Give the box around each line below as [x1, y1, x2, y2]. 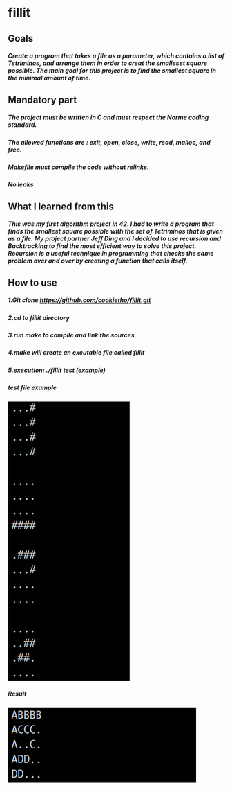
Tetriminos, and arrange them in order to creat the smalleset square [8, 59, 208, 67]
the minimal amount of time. [8, 74, 91, 82]
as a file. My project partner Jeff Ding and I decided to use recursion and [8, 234, 222, 243]
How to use [8, 276, 57, 288]
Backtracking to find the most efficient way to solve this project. [8, 242, 197, 250]
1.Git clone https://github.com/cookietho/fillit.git [8, 296, 151, 304]
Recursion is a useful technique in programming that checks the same [8, 249, 214, 258]
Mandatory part [8, 94, 77, 105]
